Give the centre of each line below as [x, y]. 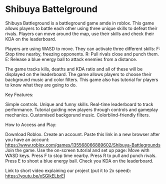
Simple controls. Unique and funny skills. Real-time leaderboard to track [79, 104]
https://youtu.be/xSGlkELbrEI [35, 175]
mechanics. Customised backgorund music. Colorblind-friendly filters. [77, 115]
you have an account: [27, 139]
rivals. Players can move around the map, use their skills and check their [80, 33]
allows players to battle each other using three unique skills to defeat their [81, 28]
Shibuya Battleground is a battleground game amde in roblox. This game [79, 23]
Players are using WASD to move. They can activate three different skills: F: [83, 48]
